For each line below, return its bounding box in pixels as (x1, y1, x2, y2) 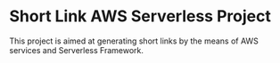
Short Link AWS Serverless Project (9, 6, 272, 27)
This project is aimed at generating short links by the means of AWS (9, 35, 259, 46)
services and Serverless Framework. (9, 44, 144, 55)
